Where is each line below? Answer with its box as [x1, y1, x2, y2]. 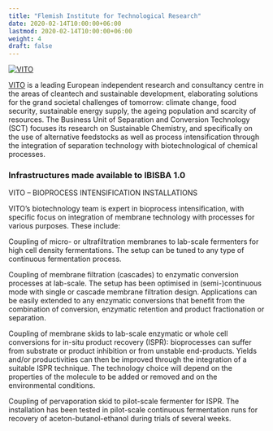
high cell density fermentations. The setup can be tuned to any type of [8, 246, 245, 255]
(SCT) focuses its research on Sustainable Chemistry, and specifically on [8, 124, 253, 133]
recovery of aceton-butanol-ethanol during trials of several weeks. [8, 414, 232, 424]
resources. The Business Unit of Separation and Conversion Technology [8, 115, 250, 124]
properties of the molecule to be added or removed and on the [8, 372, 218, 382]
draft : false [8, 42, 53, 50]
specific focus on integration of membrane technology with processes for [8, 212, 255, 222]
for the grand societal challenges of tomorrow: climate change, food [8, 98, 237, 107]
